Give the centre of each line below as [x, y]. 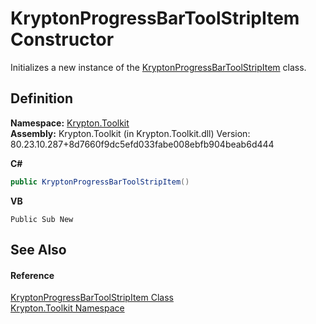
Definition [41, 98]
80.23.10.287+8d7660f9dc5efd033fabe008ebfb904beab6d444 [142, 144]
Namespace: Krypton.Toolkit [70, 123]
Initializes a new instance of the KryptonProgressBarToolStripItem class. [158, 67]
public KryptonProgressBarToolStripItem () [100, 182]
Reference [32, 275]
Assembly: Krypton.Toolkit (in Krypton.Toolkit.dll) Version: [130, 133]
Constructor [62, 39]
